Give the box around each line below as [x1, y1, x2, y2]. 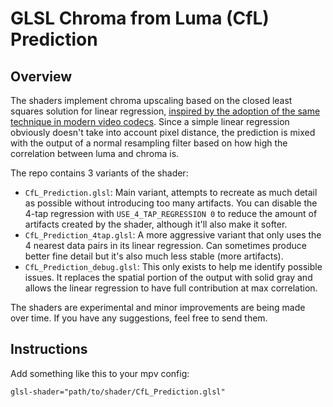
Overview [10, 68, 73, 85]
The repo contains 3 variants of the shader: [10, 167, 189, 179]
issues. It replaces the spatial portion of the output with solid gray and [24, 272, 313, 283]
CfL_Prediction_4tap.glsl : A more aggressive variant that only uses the [24, 229, 322, 241]
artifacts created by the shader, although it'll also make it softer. [24, 218, 288, 230]
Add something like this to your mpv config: [10, 367, 190, 379]
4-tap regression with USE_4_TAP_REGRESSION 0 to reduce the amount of [24, 208, 318, 219]
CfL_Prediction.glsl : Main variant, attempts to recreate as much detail [24, 187, 318, 198]
